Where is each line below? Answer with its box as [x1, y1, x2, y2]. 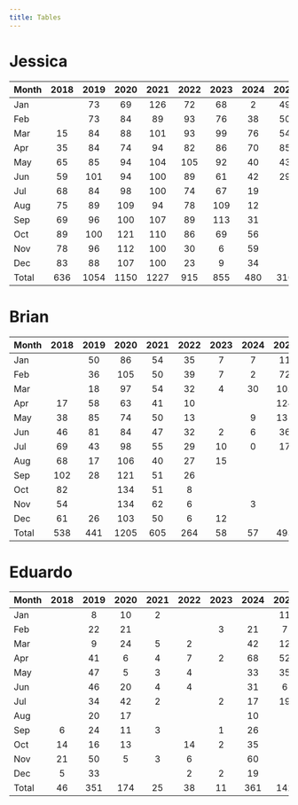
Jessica [9, 51, 68, 71]
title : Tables [9, 12, 62, 22]
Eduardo [9, 562, 73, 582]
